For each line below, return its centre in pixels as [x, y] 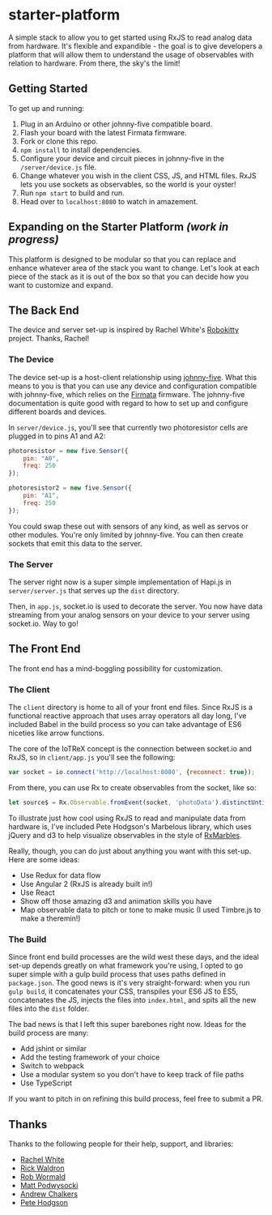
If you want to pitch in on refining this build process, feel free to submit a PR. [136, 1099]
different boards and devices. [57, 412]
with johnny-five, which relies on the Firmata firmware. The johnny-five [127, 394]
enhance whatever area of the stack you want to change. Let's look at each [134, 267]
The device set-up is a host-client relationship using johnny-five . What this [133, 377]
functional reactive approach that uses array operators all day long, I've [127, 716]
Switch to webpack [52, 1066]
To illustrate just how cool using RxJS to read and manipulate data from [127, 818]
